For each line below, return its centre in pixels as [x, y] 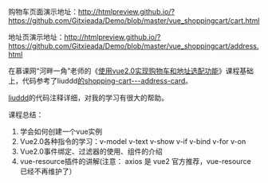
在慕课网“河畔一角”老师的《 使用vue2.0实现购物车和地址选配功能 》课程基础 [131, 71]
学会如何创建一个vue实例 [61, 131]
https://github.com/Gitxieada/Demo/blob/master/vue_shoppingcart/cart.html [134, 21]
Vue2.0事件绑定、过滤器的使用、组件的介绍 [91, 151]
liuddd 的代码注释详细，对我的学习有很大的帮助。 [89, 97]
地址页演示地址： [36, 37]
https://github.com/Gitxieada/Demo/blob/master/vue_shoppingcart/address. [134, 46]
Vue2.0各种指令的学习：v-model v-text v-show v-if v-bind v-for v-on [133, 141]
